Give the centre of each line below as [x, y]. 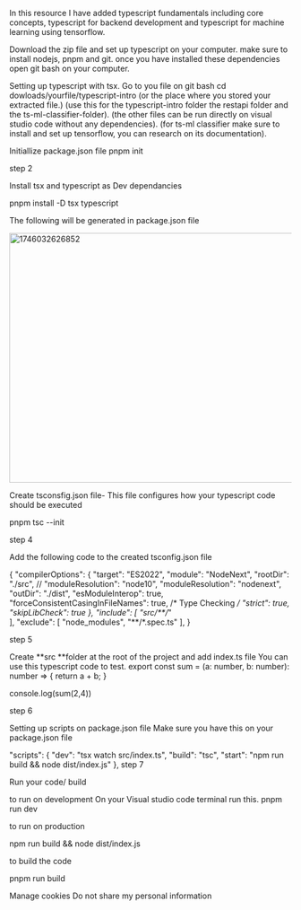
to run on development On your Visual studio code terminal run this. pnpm [146, 799]
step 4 [21, 539]
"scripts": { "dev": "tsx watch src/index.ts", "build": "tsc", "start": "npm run [147, 755]
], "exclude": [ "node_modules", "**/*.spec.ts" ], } [100, 622]
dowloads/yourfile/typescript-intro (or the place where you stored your [140, 95]
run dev [24, 809]
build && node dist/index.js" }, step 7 [77, 765]
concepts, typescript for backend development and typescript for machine [147, 22]
